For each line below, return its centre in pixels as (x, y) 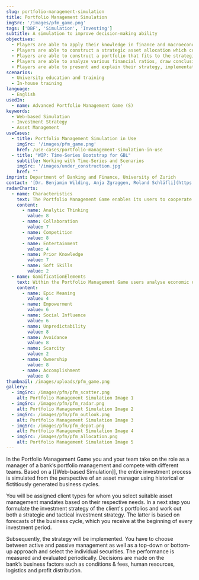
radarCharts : (22, 188)
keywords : (18, 111)
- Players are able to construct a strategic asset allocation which (99, 50)
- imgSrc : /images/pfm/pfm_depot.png (58, 426)
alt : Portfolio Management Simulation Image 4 (75, 431)
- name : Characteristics (42, 194)
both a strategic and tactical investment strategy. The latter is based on (93, 515)
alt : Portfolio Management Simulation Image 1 (75, 398)
